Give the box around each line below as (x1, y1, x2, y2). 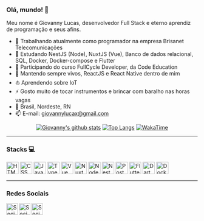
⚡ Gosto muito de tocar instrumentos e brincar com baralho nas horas (15, 88, 190, 95)
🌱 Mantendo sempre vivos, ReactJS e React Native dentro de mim (15, 70, 180, 77)
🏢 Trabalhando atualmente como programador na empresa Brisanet (15, 38, 184, 45)
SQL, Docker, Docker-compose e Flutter (15, 57, 115, 65)
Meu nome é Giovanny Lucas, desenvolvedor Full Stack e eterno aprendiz (6, 19, 191, 27)
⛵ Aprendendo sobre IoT (15, 79, 78, 86)
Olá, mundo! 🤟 (6, 5, 49, 14)
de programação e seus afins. (6, 26, 81, 33)
